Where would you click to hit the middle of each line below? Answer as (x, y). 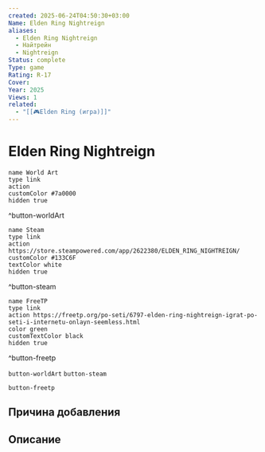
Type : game (26, 68)
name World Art (33, 172)
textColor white (35, 265)
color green (28, 329)
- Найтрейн (33, 45)
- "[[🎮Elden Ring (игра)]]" (63, 112)
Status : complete (37, 61)
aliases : (23, 30)
